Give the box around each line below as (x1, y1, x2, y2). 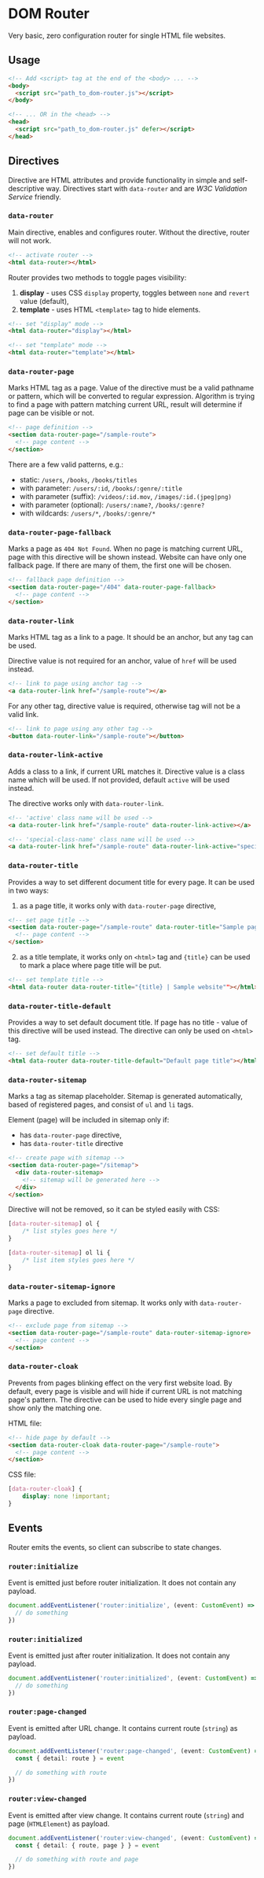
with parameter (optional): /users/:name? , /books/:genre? (19, 500, 205, 509)
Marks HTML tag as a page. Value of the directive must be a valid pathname (8, 383, 254, 393)
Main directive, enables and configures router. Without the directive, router (8, 227, 250, 237)
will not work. (8, 235, 52, 245)
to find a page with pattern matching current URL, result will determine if (8, 400, 243, 409)
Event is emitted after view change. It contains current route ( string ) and (8, 1810, 244, 1820)
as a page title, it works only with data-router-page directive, (19, 900, 217, 910)
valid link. (8, 709, 39, 719)
